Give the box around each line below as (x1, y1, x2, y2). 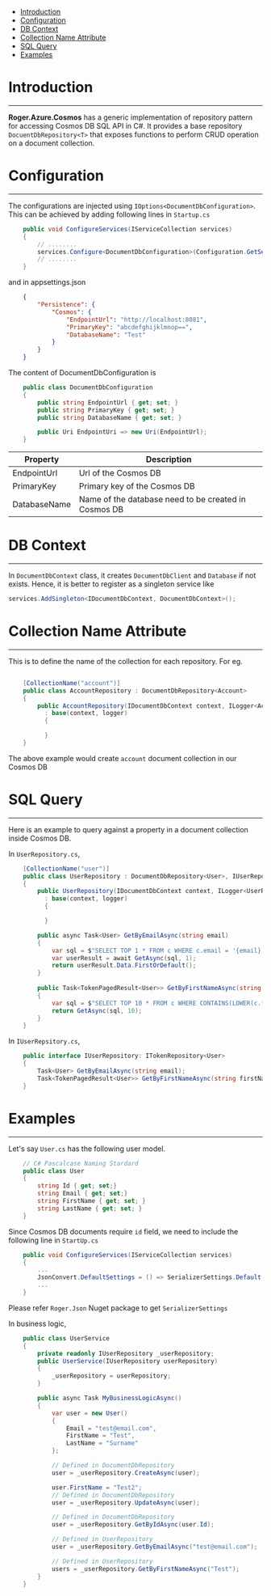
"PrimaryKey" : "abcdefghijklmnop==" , (65, 323, 194, 331)
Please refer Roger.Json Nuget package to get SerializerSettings (8, 1302, 228, 1313)
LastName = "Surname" (65, 1439, 139, 1447)
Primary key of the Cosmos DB (78, 480, 195, 492)
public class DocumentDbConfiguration (23, 383, 153, 392)
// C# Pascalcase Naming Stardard (23, 1159, 139, 1167)
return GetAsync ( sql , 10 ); (51, 1006, 143, 1014)
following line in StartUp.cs (8, 1235, 99, 1245)
